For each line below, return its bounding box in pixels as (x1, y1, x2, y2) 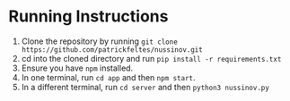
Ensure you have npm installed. (21, 63, 134, 73)
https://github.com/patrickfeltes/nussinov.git (21, 45, 203, 55)
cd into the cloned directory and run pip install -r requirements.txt (21, 53, 282, 63)
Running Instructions (8, 6, 169, 27)
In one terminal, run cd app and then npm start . (21, 72, 196, 82)
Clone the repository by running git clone (21, 36, 179, 46)
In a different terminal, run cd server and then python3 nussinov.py (21, 81, 270, 92)
